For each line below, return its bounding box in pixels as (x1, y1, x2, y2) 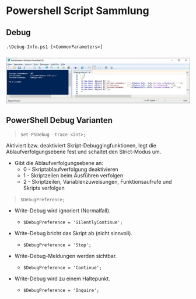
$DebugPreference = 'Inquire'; (23, 288, 100, 294)
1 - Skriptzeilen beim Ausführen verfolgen (23, 172, 124, 179)
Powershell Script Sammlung (6, 4, 150, 18)
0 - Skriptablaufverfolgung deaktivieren (23, 166, 118, 173)
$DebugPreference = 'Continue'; (23, 265, 102, 271)
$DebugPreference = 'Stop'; (23, 242, 92, 248)
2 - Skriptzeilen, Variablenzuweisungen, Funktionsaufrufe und (23, 178, 172, 185)
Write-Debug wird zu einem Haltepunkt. (14, 275, 111, 282)
